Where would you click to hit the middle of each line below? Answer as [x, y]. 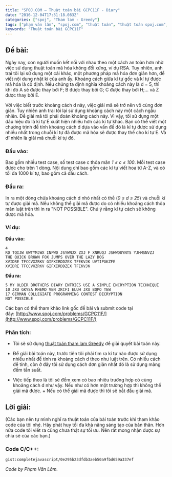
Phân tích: [18, 332]
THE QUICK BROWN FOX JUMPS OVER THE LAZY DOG [55, 257]
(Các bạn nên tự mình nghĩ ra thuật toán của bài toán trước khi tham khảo [82, 419]
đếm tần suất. [27, 370]
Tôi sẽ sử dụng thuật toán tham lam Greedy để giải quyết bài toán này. [87, 344]
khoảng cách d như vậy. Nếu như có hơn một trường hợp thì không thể [87, 386]
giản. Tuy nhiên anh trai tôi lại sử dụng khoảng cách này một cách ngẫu [81, 111]
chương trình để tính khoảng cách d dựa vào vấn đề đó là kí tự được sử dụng [86, 127]
